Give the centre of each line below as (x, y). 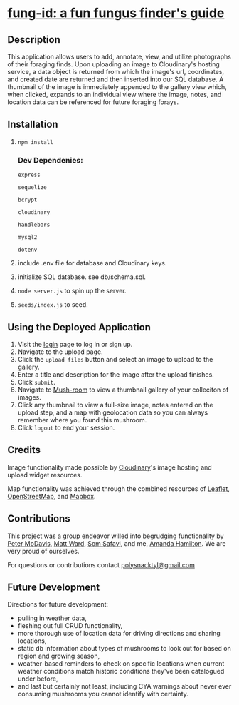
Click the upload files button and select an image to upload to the (115, 359)
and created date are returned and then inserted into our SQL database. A (116, 79)
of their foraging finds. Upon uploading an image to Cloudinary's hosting (114, 64)
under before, (38, 679)
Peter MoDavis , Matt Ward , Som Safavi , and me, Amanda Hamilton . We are (117, 543)
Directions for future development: (58, 604)
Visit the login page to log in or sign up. (75, 344)
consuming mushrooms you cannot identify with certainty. (103, 694)
